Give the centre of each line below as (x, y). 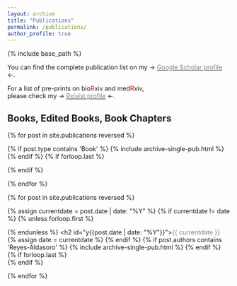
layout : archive (31, 14)
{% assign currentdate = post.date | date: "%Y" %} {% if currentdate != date (118, 211)
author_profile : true (39, 34)
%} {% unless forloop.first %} (51, 219)
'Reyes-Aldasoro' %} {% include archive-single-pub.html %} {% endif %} (114, 247)
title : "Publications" (41, 20)
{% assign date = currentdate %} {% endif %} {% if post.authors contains (115, 240)
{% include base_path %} (45, 54)
